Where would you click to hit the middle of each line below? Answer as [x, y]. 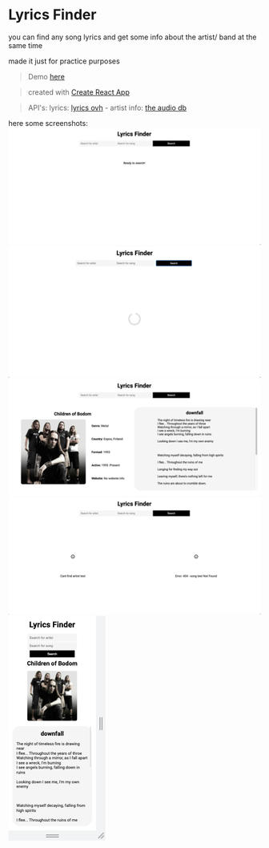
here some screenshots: [48, 123]
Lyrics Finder [52, 15]
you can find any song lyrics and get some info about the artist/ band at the [132, 37]
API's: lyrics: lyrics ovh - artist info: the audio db [107, 108]
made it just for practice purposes [64, 61]
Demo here [46, 76]
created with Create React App [79, 92]
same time [26, 45]
